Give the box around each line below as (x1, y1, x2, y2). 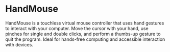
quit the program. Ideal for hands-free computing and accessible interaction (5, 36, 165, 42)
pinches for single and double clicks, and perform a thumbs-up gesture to (5, 31, 161, 37)
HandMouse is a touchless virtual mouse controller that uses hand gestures (5, 20, 164, 26)
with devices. (5, 41, 33, 47)
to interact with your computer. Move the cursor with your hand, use (5, 25, 149, 31)
